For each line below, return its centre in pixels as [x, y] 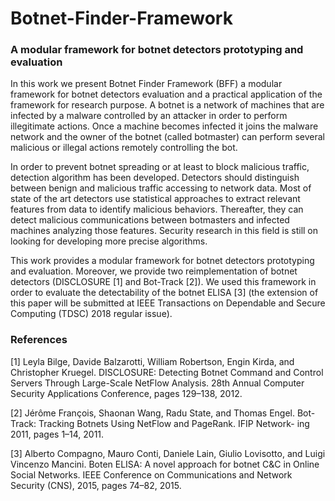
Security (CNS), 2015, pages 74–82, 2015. [96, 485]
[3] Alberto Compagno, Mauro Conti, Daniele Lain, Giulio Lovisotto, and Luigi [168, 453]
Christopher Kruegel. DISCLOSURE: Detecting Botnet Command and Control [167, 372]
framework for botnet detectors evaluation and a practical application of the [166, 94]
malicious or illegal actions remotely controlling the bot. [124, 148]
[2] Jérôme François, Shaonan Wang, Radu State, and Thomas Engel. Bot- [163, 413]
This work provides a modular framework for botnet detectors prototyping [162, 261]
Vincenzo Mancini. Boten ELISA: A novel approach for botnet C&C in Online [165, 464]
